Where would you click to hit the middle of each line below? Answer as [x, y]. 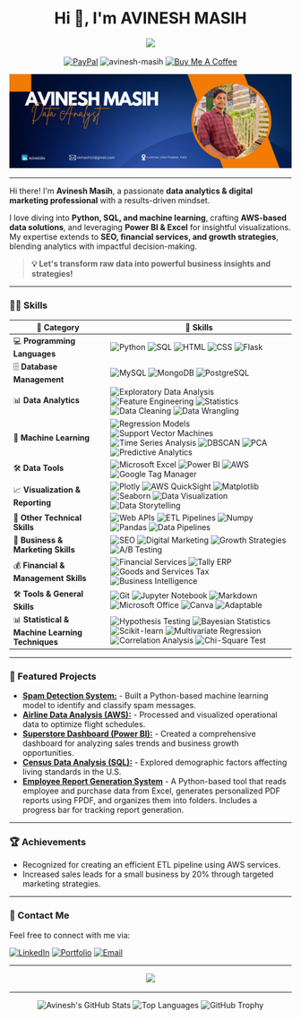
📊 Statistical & [41, 620]
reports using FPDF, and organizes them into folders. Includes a [140, 801]
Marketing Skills [44, 549]
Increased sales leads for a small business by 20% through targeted [148, 874]
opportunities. [48, 753]
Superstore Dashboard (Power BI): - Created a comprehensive [139, 734]
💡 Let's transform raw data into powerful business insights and [151, 263]
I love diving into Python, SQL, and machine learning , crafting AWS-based [148, 218]
